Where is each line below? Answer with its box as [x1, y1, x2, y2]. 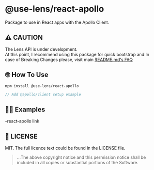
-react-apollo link [5, 118, 40, 124]
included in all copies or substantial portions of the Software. [16, 160, 139, 166]
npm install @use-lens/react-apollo [5, 83, 79, 88]
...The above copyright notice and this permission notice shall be [16, 155, 146, 160]
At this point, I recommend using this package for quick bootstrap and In [5, 51, 149, 57]
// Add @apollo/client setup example [5, 92, 81, 97]
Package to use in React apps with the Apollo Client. [5, 19, 109, 25]
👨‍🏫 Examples [5, 105, 45, 113]
